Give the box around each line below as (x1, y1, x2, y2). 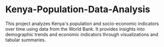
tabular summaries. (5, 37, 46, 43)
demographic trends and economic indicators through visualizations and (5, 31, 158, 37)
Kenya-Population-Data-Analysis (5, 4, 150, 15)
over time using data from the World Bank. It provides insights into (5, 26, 145, 32)
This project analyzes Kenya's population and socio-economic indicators (5, 20, 159, 27)
